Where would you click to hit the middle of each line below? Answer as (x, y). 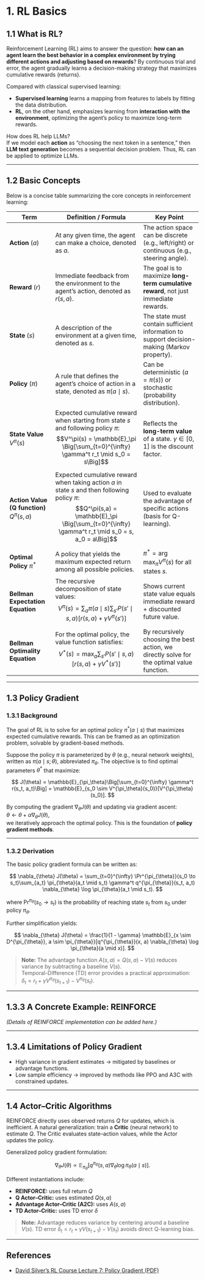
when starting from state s (93, 420)
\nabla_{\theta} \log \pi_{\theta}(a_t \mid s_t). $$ (103, 889)
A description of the (84, 328)
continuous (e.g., (167, 250)
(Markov (178, 347)
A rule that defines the (87, 376)
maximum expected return (93, 562)
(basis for (157, 516)
